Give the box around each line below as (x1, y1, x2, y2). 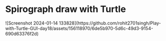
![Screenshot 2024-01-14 (5, 20, 58, 26)
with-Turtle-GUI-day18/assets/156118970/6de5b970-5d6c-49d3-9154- (5, 25, 153, 31)
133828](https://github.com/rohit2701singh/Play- (59, 20, 161, 26)
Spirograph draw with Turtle (5, 3, 126, 15)
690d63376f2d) (5, 30, 39, 36)
